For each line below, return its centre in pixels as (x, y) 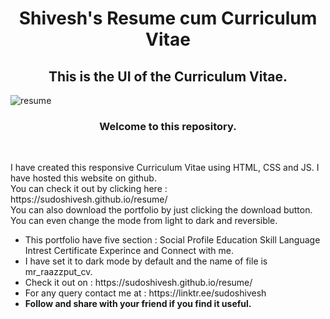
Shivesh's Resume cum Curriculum (168, 18)
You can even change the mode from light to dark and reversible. (144, 221)
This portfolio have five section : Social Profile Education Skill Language (172, 240)
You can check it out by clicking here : (89, 189)
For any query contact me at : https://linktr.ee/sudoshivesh (145, 293)
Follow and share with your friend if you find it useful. (138, 304)
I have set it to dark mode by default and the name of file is (146, 261)
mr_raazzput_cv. (58, 272)
